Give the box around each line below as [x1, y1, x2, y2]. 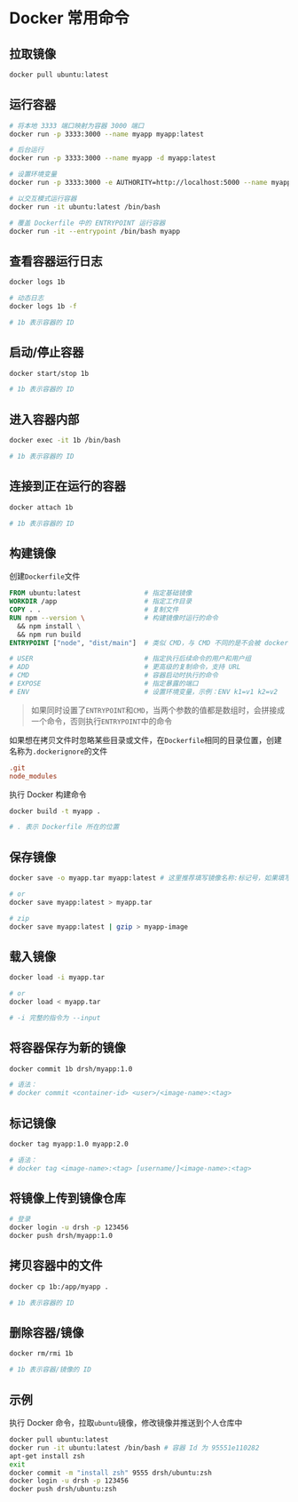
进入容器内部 [9, 411, 80, 427]
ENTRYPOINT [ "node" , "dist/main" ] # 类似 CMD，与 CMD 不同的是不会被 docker [9, 638, 289, 647]
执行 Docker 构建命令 [9, 788, 87, 800]
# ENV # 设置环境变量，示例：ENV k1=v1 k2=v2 [9, 687, 278, 696]
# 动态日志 [9, 294, 44, 303]
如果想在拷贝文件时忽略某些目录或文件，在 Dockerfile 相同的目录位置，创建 [9, 734, 282, 745]
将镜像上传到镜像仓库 [9, 1191, 126, 1206]
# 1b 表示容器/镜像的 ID [9, 1365, 91, 1374]
